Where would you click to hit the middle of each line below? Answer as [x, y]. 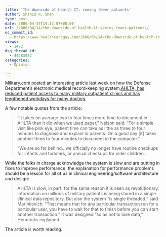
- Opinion [20, 65]
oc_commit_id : [20, 33]
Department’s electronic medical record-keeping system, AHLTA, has [75, 88]
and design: [17, 179]
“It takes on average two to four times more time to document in [82, 118]
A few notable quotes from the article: [44, 108]
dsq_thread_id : [21, 51]
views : [12, 42]
